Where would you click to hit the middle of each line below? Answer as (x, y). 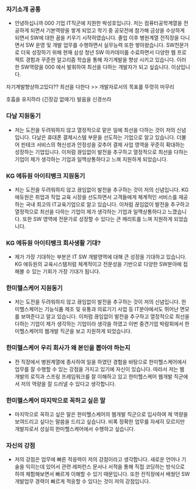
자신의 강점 (21, 445)
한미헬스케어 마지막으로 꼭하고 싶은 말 (56, 400)
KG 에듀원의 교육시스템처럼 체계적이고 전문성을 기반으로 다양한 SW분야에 (98, 264)
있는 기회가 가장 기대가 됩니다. (66, 271)
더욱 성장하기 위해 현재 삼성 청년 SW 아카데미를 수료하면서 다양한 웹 (98, 52)
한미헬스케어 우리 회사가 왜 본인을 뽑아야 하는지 (68, 348)
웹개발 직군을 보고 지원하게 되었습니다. (88, 331)
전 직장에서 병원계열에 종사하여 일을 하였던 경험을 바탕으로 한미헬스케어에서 (101, 362)
